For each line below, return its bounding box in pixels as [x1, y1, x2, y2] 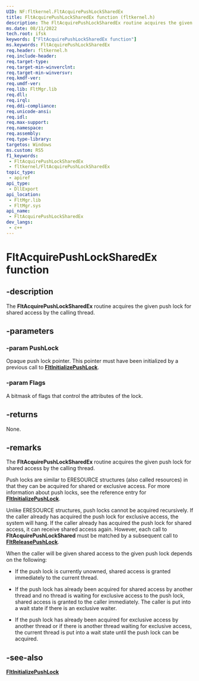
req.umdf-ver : [6, 81, 42, 87]
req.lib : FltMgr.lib [6, 86, 58, 92]
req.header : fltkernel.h [6, 48, 68, 54]
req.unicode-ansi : [6, 108, 52, 114]
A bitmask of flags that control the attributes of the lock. [6, 392, 143, 399]
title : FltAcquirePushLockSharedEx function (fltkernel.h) [6, 14, 156, 20]
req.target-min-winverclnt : [6, 64, 76, 70]
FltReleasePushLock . [6, 539, 59, 546]
